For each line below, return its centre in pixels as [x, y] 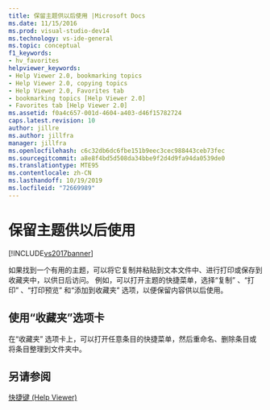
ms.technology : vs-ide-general [61, 38]
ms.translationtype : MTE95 [54, 166]
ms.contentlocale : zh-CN [50, 173]
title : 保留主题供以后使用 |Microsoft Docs [77, 16]
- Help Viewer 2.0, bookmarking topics [75, 76]
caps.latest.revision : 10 [52, 121]
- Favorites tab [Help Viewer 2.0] [68, 106]
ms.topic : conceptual [45, 46]
